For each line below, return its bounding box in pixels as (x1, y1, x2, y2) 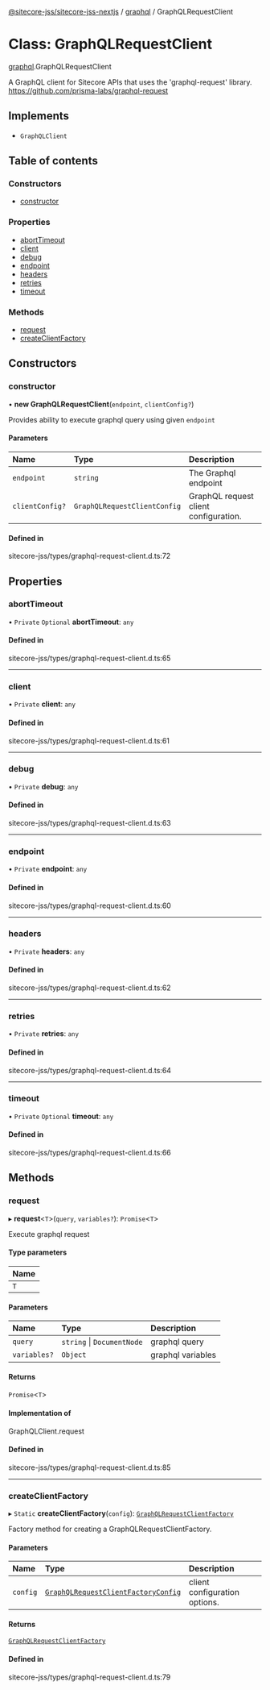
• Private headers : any (8, 947, 85, 956)
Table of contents (8, 154, 98, 168)
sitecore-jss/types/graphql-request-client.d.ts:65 (8, 653, 171, 664)
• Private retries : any (8, 1029, 79, 1039)
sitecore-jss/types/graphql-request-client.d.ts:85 (8, 1463, 171, 1472)
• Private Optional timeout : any (8, 1111, 114, 1121)
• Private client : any (8, 699, 76, 709)
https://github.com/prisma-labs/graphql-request (8, 85, 169, 95)
